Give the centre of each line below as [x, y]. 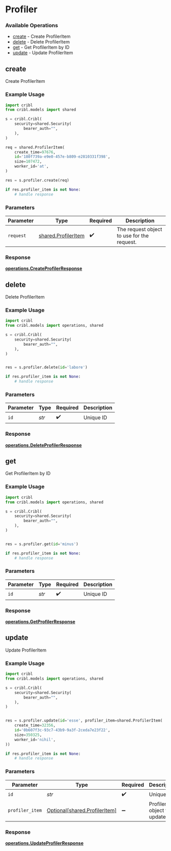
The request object [139, 229]
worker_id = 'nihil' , [35, 740]
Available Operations [32, 26]
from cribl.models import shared [41, 110]
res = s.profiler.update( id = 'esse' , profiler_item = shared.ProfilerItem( [84, 721]
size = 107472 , [28, 162]
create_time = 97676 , [35, 152]
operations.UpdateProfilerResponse [45, 843]
